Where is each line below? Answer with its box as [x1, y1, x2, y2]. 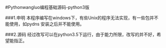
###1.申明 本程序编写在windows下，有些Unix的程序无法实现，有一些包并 [5, 15, 154, 21]
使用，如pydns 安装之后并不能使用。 [9, 21, 84, 27]
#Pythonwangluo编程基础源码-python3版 [5, 4, 89, 10]
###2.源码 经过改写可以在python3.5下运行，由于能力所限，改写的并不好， [5, 32, 157, 37]
